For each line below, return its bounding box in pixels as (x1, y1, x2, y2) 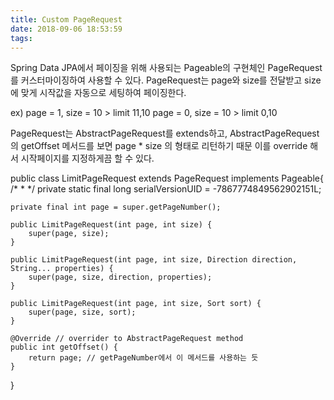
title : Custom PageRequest (10, 14, 123, 25)
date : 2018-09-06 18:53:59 (10, 24, 123, 34)
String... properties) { (10, 264, 114, 274)
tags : (10, 33, 33, 43)
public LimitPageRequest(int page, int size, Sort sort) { (10, 299, 262, 309)
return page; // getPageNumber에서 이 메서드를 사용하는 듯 (28, 353, 259, 363)
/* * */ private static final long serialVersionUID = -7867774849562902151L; (10, 183, 322, 195)
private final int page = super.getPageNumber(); (10, 202, 222, 213)
